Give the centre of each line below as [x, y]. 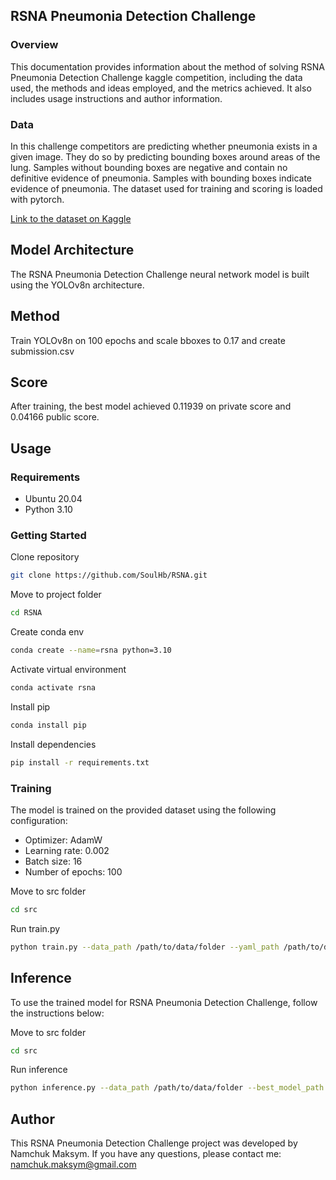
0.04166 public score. [55, 417]
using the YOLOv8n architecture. [77, 285]
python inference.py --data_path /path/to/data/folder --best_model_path [167, 1088]
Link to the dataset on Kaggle [71, 218]
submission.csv [42, 351]
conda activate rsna [53, 688]
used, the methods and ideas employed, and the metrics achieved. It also [161, 88]
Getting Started [48, 536]
